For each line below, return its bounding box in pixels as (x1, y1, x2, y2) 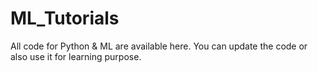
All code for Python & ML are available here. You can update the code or (10, 40, 308, 52)
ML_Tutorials (10, 7, 120, 30)
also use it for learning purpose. (10, 50, 142, 62)
